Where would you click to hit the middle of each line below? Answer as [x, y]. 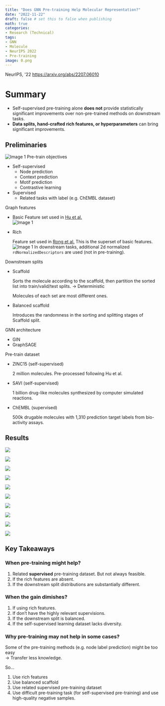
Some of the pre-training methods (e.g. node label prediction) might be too [82, 648]
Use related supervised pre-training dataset [57, 688]
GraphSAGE [25, 345]
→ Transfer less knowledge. [34, 658]
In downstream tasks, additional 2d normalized [82, 247]
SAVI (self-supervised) [35, 383]
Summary [26, 94]
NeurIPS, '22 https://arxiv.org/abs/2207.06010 [52, 74]
